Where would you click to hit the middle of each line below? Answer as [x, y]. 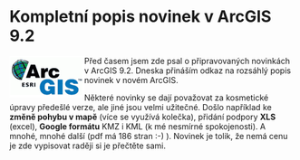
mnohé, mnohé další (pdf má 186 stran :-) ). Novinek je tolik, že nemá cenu [149, 136]
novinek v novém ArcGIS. [131, 80]
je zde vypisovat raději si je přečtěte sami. [87, 146]
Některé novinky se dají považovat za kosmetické [177, 98]
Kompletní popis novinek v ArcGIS [140, 17]
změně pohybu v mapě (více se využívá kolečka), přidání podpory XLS [143, 117]
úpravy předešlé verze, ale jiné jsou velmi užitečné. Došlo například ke [140, 107]
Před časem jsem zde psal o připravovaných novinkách [188, 61]
